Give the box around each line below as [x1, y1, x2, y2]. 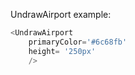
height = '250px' [28, 46, 97, 56]
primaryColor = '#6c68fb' [28, 37, 128, 47]
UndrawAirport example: [10, 9, 112, 20]
